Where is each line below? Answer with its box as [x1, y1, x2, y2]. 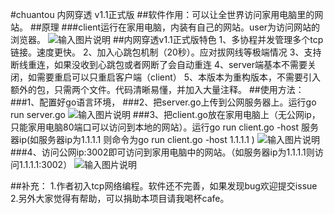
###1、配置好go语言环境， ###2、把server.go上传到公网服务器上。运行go [10, 96, 317, 108]
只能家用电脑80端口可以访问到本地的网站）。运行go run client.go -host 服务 [10, 121, 319, 133]
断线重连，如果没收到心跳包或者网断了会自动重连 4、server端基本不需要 [10, 59, 308, 70]
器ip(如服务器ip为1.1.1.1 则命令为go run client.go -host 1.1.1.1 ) [10, 134, 255, 145]
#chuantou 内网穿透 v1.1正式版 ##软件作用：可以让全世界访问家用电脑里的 [10, 9, 315, 20]
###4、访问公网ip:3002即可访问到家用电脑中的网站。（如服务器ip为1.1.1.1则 [10, 146, 315, 158]
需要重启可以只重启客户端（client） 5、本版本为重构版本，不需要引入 [36, 71, 322, 83]
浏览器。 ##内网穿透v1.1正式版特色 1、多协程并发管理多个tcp [10, 34, 324, 45]
